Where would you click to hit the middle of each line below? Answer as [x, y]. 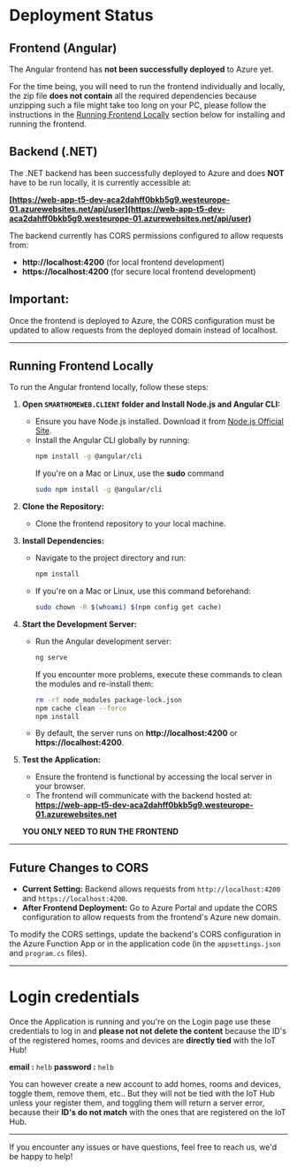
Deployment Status [81, 15]
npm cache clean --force [81, 708]
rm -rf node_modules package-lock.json [109, 700]
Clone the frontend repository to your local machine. [130, 524]
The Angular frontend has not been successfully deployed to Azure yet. [141, 69]
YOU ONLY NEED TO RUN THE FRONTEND [100, 831]
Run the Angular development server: [103, 641]
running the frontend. [48, 124]
